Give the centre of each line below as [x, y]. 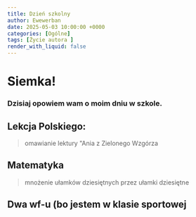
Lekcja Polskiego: [47, 126]
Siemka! [32, 81]
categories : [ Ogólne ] [39, 33]
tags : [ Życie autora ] [40, 40]
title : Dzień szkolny [39, 14]
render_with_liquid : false [47, 46]
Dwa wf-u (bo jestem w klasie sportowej [97, 205]
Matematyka [36, 165]
